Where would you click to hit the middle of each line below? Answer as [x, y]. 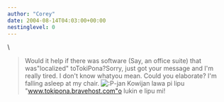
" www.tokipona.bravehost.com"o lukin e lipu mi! [95, 91]
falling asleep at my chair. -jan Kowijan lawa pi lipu [105, 84]
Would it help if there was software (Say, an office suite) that [113, 61]
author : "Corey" [31, 14]
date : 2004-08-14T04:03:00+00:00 [57, 21]
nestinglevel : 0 [31, 27]
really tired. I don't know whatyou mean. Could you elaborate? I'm [121, 76]
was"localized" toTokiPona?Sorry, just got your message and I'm [119, 69]
